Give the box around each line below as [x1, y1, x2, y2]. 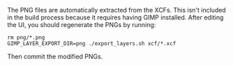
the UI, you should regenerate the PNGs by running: [7, 21, 156, 28]
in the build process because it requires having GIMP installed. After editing [7, 13, 224, 22]
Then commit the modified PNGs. [7, 52, 103, 60]
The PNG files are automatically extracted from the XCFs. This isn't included [7, 6, 227, 14]
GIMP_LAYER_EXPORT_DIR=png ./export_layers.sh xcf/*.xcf [7, 40, 176, 47]
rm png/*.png [7, 34, 45, 41]
